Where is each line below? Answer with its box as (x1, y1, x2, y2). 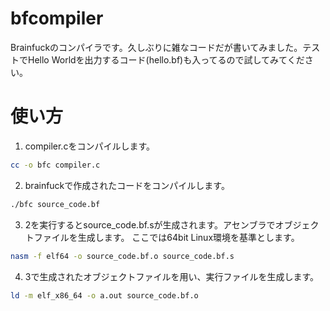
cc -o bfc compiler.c (10, 160, 101, 170)
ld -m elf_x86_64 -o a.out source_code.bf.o (10, 290, 199, 301)
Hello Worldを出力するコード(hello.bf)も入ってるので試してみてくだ (27, 53, 305, 66)
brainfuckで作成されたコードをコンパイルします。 (24, 179, 230, 191)
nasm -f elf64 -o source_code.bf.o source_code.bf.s (10, 251, 235, 261)
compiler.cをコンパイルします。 (24, 140, 155, 152)
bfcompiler (10, 7, 104, 30)
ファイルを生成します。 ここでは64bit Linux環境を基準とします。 (33, 231, 300, 243)
